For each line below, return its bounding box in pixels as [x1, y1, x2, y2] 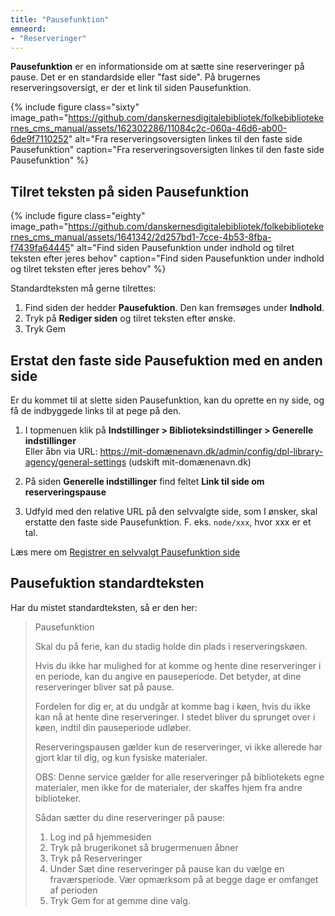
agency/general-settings [24, 456, 127, 468]
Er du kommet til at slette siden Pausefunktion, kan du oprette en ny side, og [10, 394, 325, 406]
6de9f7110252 [10, 133, 69, 145]
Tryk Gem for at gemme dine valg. [49, 894, 191, 906]
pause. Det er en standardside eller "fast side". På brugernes [10, 71, 261, 83]
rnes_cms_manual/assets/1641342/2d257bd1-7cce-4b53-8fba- [10, 231, 272, 243]
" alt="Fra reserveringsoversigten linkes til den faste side [68, 133, 303, 145]
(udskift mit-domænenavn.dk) [128, 456, 252, 468]
